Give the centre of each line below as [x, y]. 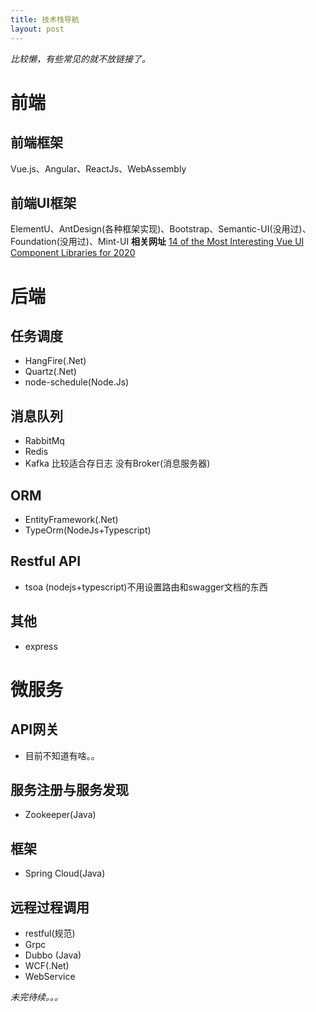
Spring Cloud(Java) [65, 873]
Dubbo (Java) [53, 955]
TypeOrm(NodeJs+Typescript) [88, 530]
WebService [50, 976]
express [41, 646]
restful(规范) [50, 933]
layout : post [37, 29]
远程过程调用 [50, 907]
